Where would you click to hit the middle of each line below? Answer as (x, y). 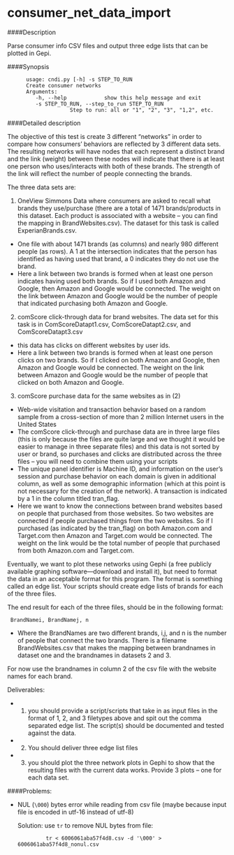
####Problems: (30, 791)
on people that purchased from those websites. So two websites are (116, 513)
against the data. (52, 733)
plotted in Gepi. (29, 53)
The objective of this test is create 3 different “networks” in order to (105, 136)
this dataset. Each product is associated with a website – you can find (117, 215)
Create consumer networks (63, 85)
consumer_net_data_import (89, 13)
